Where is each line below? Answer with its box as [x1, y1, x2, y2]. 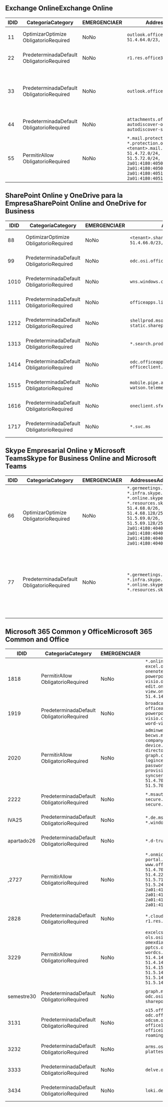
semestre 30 [7, 993, 36, 1000]
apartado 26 [7, 837, 36, 844]
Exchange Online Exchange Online [5, 4, 113, 13]
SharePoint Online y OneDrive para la [5, 191, 123, 200]
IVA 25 [7, 817, 22, 824]
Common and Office [5, 635, 69, 644]
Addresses [130, 477, 157, 484]
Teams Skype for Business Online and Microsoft [5, 454, 156, 463]
